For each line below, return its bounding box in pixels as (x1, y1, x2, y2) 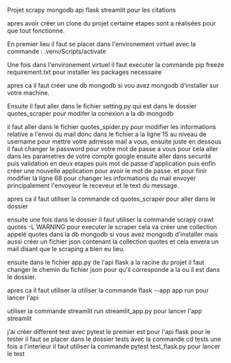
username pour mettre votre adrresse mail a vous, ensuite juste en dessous (7, 137, 222, 146)
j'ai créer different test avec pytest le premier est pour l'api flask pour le (7, 328, 211, 335)
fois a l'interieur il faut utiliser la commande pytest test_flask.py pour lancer (7, 342, 221, 351)
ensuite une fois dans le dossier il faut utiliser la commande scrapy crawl (7, 215, 214, 224)
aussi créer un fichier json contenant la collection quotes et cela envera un (7, 237, 219, 246)
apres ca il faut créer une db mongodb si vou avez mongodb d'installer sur (7, 81, 219, 89)
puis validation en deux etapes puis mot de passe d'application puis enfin (7, 159, 216, 168)
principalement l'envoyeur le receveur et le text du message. (7, 181, 179, 189)
